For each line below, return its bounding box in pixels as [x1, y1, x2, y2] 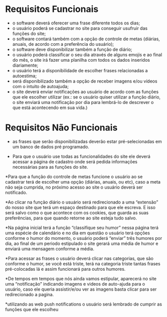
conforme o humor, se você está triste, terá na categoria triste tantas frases [5, 260, 161, 267]
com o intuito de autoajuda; [12, 83, 69, 89]
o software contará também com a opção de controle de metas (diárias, [12, 36, 161, 42]
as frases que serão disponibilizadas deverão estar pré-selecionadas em [12, 138, 162, 144]
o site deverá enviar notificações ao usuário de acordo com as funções [12, 89, 159, 95]
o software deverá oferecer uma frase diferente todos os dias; [12, 20, 141, 26]
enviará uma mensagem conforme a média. [5, 245, 95, 252]
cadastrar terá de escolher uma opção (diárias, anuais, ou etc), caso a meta [5, 179, 161, 185]
